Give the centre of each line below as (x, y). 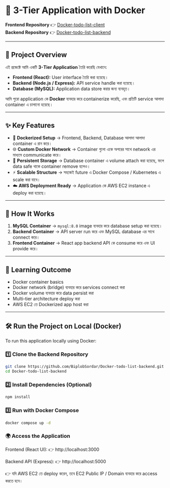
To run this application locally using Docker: (51, 341)
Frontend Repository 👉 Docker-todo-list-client (55, 24)
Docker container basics (38, 282)
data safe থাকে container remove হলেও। (51, 166)
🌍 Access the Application (38, 436)
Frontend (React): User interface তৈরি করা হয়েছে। (60, 77)
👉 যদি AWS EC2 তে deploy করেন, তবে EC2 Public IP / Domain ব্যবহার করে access (81, 473)
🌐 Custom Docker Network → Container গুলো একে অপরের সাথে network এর (84, 149)
